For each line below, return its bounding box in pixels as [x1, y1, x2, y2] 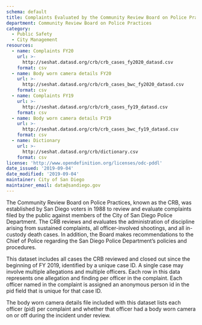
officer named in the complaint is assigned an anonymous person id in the [6, 280, 189, 288]
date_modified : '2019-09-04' [6, 171, 79, 178]
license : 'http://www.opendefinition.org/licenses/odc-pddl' [6, 160, 163, 166]
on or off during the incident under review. [6, 311, 111, 319]
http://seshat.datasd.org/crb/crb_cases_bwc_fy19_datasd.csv [22, 126, 179, 132]
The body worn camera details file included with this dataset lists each [6, 299, 182, 306]
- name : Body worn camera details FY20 [11, 70, 112, 76]
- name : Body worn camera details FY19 [11, 115, 112, 121]
